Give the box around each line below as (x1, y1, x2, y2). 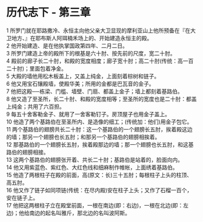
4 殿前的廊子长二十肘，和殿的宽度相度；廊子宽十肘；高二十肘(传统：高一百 (6, 57, 194, 64)
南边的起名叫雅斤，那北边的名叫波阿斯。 (29, 209, 131, 217)
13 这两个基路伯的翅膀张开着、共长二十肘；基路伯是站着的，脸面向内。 (6, 156, 184, 163)
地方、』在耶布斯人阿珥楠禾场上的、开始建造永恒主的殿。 (11, 34, 153, 41)
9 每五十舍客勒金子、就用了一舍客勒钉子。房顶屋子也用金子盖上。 (6, 110, 171, 117)
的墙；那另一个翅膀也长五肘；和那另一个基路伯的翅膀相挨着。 (6, 133, 161, 140)
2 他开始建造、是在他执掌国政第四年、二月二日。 (6, 42, 128, 49)
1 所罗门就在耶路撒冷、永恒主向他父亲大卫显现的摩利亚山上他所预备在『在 (6, 27, 191, 34)
